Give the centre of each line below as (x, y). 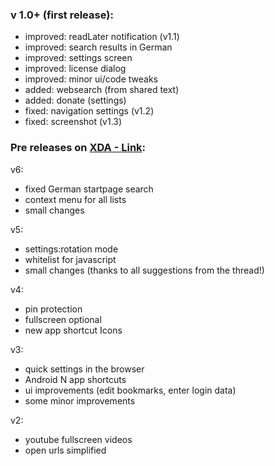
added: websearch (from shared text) (102, 90)
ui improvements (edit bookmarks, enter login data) (130, 390)
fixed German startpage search (89, 189)
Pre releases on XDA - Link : (78, 148)
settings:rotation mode (71, 249)
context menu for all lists (75, 199)
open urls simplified (65, 450)
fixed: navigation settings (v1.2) (89, 111)
